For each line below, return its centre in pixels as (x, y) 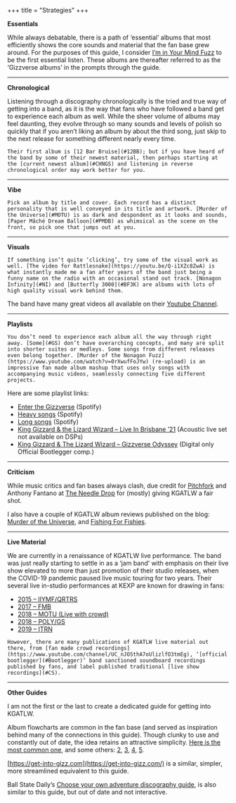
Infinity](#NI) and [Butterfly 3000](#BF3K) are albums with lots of (111, 285)
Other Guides (27, 692)
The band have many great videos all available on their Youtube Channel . (113, 304)
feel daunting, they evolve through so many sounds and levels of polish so (115, 124)
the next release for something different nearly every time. (92, 139)
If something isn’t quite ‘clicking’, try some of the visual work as (113, 260)
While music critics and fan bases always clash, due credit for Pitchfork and (117, 486)
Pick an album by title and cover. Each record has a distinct (102, 203)
